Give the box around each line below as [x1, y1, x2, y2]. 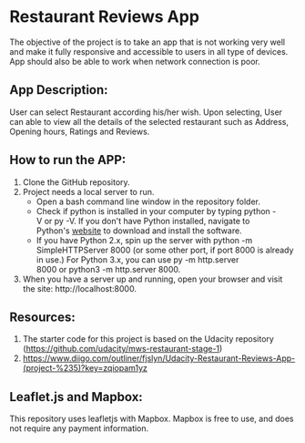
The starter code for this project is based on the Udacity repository [22, 334, 275, 345]
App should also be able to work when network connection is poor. [9, 56, 261, 67]
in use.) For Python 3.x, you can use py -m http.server [36, 253, 239, 265]
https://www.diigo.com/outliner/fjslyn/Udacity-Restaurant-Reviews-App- [22, 353, 296, 364]
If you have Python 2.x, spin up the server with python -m [36, 234, 253, 245]
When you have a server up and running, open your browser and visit [22, 273, 283, 284]
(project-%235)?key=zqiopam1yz [22, 363, 148, 374]
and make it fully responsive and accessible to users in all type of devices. [9, 46, 289, 57]
